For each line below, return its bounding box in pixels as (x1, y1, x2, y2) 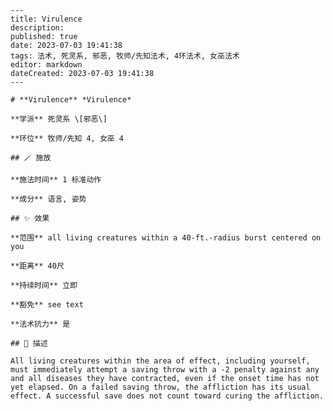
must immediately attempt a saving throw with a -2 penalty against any (10, 365, 320, 375)
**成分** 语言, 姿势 (10, 194, 87, 204)
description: (10, 23, 65, 33)
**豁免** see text (10, 300, 84, 310)
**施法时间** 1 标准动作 (10, 175, 102, 185)
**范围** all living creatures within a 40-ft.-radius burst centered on (10, 233, 322, 243)
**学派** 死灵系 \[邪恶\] (10, 114, 108, 124)
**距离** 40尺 (10, 261, 65, 271)
